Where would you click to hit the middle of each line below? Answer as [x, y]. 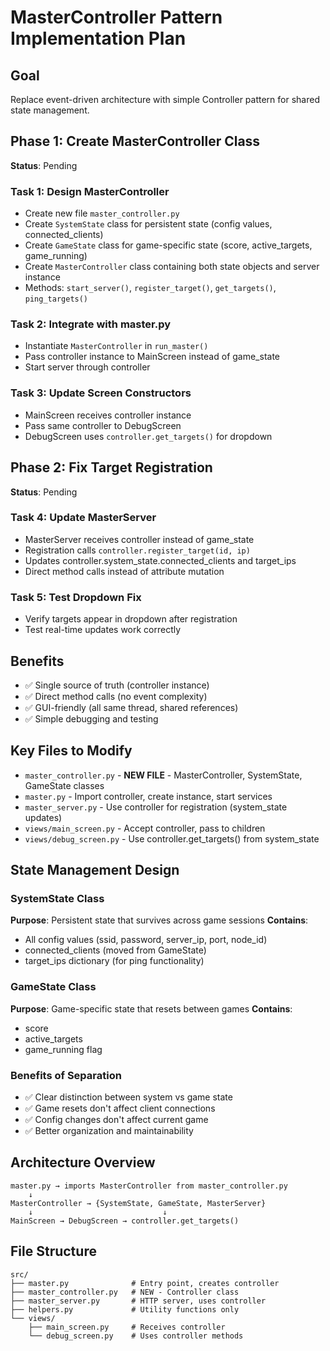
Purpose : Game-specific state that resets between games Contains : [151, 1008]
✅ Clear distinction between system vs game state [128, 1097]
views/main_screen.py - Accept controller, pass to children [145, 828]
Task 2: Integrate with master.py [91, 324]
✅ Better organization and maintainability [109, 1131]
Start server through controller [87, 367]
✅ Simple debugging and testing [91, 718]
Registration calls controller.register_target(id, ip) [137, 550]
